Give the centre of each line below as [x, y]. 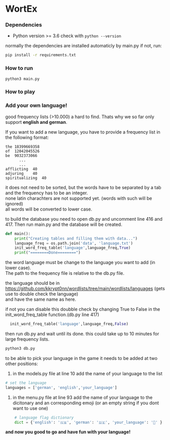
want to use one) [30, 408]
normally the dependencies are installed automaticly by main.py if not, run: [83, 46]
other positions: [22, 364]
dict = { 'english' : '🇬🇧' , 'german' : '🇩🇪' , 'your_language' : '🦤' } [89, 422]
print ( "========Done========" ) [48, 253]
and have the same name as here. [41, 299]
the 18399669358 [22, 147]
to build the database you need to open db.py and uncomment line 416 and [84, 219]
